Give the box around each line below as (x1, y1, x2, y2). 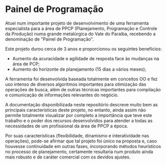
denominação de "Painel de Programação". (5, 36, 94, 42)
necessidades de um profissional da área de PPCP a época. (5, 123, 128, 129)
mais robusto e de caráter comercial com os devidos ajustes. (5, 154, 131, 160)
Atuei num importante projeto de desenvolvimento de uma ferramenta (5, 20, 149, 26)
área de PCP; (12, 61, 40, 67)
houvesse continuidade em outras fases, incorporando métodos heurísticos (5, 143, 161, 149)
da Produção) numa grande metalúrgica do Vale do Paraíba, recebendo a (5, 31, 156, 37)
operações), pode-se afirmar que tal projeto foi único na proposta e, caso (5, 138, 157, 144)
